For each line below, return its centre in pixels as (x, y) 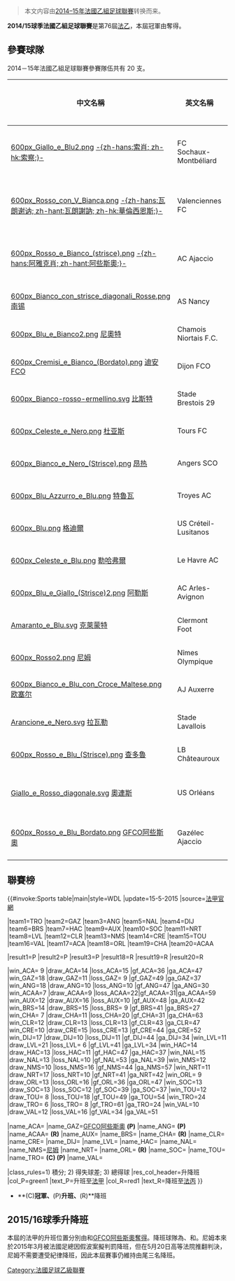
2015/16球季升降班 (48, 1220)
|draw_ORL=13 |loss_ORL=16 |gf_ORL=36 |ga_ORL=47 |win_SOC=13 (105, 1082)
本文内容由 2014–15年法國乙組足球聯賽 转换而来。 (94, 11)
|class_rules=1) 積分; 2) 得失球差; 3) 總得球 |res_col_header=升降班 (104, 1172)
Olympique (195, 661)
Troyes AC (194, 495)
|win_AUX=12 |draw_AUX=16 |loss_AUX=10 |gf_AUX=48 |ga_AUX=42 (106, 1000)
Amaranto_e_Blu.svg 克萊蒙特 (59, 625)
